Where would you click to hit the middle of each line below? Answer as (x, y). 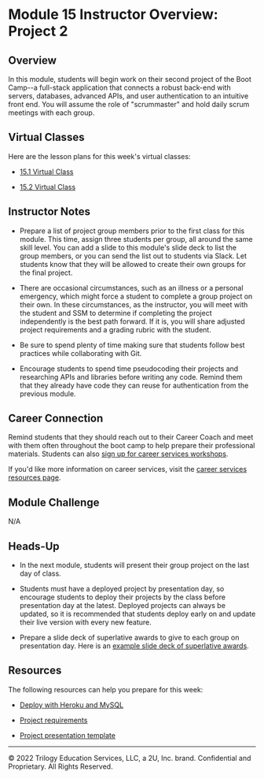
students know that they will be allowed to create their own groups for (132, 264)
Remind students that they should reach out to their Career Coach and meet (131, 437)
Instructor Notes (49, 211)
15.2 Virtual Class (48, 187)
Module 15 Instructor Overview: (113, 15)
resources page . (35, 477)
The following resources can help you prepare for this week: (106, 689)
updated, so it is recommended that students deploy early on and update (137, 614)
